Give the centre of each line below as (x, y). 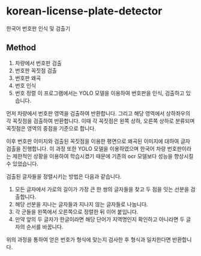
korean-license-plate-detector (84, 11)
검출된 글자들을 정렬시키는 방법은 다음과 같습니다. (64, 176)
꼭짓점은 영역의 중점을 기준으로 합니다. (51, 128)
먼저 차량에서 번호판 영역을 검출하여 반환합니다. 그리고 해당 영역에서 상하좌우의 (98, 113)
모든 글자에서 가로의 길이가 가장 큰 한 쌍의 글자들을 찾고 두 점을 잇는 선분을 (102, 189)
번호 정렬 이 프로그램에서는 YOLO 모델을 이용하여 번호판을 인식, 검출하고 (100, 93)
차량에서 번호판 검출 (38, 63)
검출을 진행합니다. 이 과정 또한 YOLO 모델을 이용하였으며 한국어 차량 (86, 148)
